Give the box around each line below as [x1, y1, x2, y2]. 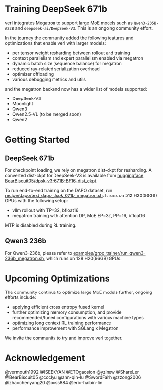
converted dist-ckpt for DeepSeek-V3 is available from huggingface [5, 172, 144, 178]
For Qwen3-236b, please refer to [5, 250, 73, 256]
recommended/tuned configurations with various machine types [12, 314, 144, 320]
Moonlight [12, 100, 33, 106]
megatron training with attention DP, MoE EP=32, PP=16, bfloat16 [12, 212, 145, 218]
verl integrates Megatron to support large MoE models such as [5, 20, 133, 26]
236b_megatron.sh [5, 255, 44, 261]
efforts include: [5, 294, 36, 300]
